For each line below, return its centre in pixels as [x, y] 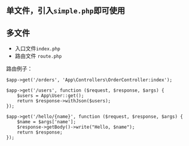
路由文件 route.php [38, 56]
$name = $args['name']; [47, 122]
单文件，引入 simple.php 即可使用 [66, 11]
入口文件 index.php [38, 48]
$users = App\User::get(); [51, 96]
